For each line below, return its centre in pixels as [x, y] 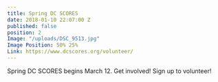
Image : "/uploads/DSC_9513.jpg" [53, 39]
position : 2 [24, 32]
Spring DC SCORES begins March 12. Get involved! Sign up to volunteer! [109, 71]
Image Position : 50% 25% [43, 45]
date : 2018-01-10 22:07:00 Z [49, 20]
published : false [32, 26]
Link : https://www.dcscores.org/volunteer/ [70, 52]
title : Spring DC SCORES [43, 13]
